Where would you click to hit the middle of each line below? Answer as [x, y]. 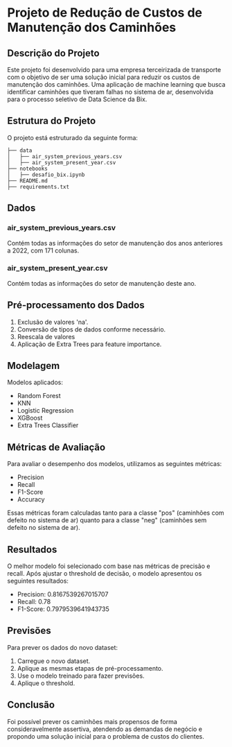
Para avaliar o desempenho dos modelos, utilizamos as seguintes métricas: [115, 464]
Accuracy [31, 499]
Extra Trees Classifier [48, 425]
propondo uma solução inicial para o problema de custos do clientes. [106, 736]
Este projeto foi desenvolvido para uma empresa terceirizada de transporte [114, 70]
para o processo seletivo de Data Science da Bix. [77, 99]
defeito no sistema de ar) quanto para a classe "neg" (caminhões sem [107, 520]
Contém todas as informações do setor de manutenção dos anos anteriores [115, 243]
